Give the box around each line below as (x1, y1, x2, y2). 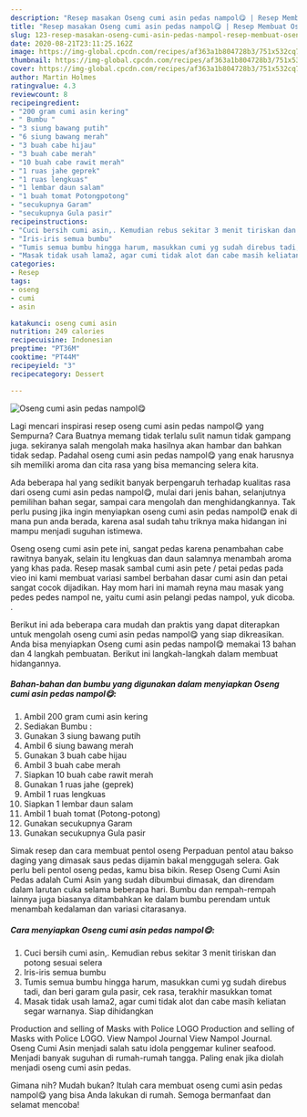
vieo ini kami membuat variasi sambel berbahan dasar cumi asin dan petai (10, 572, 288, 583)
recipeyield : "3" (10, 361, 77, 370)
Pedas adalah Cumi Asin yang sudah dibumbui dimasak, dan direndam (10, 874, 275, 886)
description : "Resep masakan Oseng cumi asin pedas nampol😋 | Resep (10, 13, 279, 23)
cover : (10, 65, 36, 74)
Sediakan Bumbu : (23, 721, 93, 732)
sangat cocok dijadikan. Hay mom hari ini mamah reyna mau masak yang (10, 582, 284, 593)
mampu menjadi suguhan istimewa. (10, 525, 144, 536)
